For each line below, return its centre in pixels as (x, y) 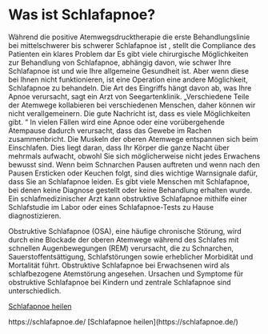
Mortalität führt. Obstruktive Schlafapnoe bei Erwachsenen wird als (119, 265)
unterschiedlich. (35, 291)
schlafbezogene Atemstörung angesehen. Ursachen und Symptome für (126, 273)
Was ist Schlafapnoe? (82, 15)
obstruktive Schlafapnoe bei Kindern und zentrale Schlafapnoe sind (120, 282)
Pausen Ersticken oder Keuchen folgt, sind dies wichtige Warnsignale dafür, (133, 173)
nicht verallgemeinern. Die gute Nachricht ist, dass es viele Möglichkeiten (129, 113)
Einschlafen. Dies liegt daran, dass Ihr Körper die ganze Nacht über (119, 147)
